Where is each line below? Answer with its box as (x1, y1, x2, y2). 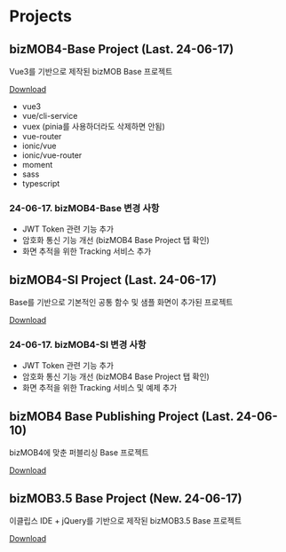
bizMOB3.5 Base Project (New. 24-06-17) (9, 491, 242, 506)
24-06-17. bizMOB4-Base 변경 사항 (9, 201, 160, 214)
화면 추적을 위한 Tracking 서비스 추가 (21, 246, 152, 256)
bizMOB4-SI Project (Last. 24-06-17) (9, 272, 218, 288)
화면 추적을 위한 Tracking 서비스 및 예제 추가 (21, 382, 178, 393)
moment (21, 160, 53, 170)
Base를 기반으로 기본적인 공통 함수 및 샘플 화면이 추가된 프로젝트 (9, 297, 234, 308)
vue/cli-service (21, 111, 78, 121)
